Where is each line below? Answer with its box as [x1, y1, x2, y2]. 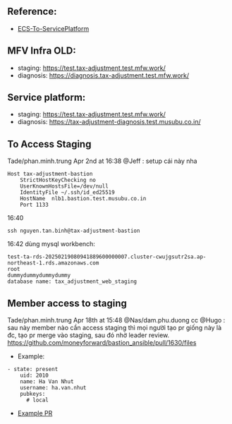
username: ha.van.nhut [20, 384, 87, 392]
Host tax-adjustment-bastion [7, 171, 93, 178]
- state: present [7, 366, 59, 373]
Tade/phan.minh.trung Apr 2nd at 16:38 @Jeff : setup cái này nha [7, 157, 197, 165]
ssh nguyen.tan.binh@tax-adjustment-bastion [7, 227, 140, 235]
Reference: [7, 6, 57, 18]
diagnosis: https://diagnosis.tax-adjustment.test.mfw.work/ [17, 71, 190, 80]
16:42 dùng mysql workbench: [7, 240, 95, 248]
